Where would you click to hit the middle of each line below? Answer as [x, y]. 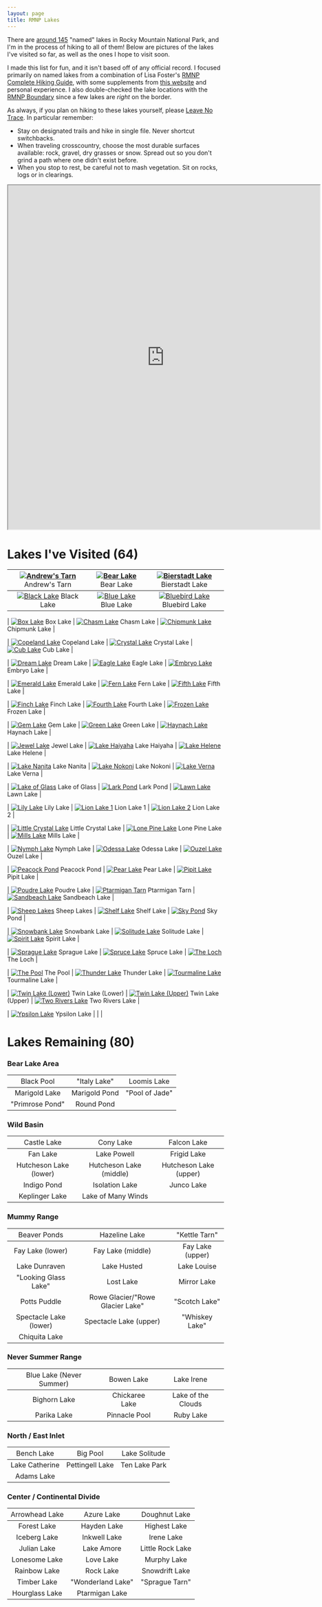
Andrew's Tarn [48, 584]
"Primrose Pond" [38, 1104]
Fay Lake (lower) [41, 1251]
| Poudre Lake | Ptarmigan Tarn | [101, 890]
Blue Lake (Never [54, 1375]
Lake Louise [197, 1266]
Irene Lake [166, 1537]
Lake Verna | [25, 774]
